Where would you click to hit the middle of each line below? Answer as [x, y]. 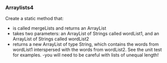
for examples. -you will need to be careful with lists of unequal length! [86, 55]
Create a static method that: [35, 19]
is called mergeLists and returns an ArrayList [59, 28]
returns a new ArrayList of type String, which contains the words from [86, 44]
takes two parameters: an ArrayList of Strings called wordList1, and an [86, 34]
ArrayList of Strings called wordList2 [51, 39]
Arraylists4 [20, 8]
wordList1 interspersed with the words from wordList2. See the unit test [87, 50]
